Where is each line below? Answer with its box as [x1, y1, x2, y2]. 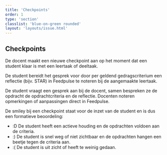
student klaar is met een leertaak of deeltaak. [5, 63, 98, 69]
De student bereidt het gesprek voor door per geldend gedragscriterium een [5, 72, 162, 78]
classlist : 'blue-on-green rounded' [5, 21, 81, 26]
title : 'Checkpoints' [5, 7, 50, 12]
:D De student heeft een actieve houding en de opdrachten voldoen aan [12, 123, 160, 129]
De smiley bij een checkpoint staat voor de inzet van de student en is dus [5, 108, 156, 114]
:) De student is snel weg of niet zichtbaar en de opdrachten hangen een [12, 133, 162, 139]
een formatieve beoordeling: [5, 113, 63, 119]
